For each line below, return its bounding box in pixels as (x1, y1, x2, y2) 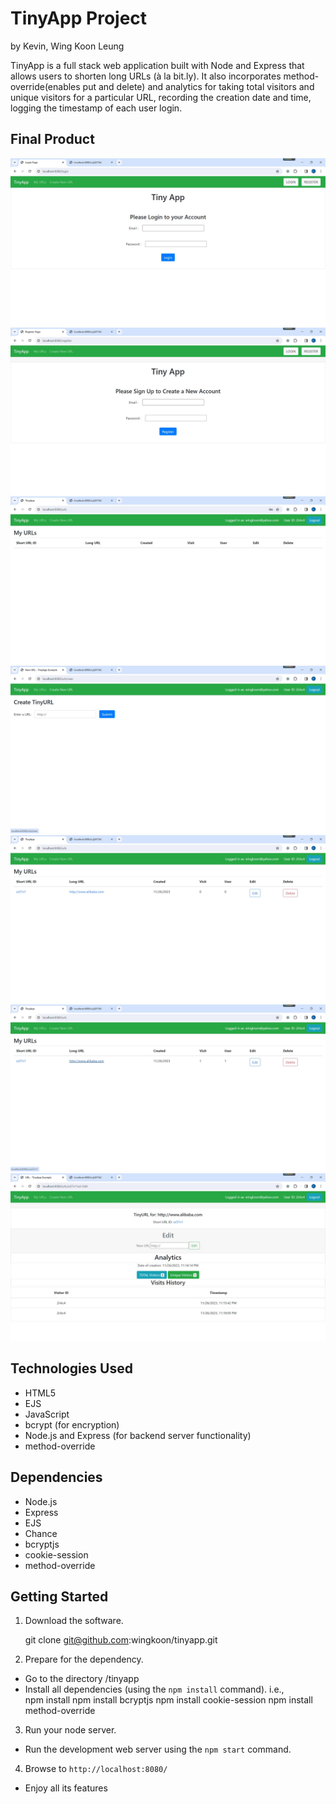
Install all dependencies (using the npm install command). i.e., (24, 1683, 285, 1696)
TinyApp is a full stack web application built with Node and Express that (10, 59, 305, 71)
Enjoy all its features (24, 1782, 108, 1794)
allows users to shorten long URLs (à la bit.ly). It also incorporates (10, 70, 282, 82)
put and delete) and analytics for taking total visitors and (82, 80, 315, 92)
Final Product (10, 131, 95, 148)
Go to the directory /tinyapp (24, 1673, 140, 1685)
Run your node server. (24, 1724, 117, 1736)
